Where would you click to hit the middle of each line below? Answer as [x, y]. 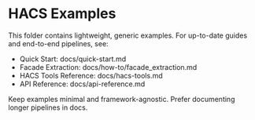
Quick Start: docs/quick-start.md [73, 59]
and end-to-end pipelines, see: [58, 43]
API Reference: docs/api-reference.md [82, 84]
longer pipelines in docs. [48, 107]
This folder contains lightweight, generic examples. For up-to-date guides [128, 35]
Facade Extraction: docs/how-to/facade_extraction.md [108, 67]
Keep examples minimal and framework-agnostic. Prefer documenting [122, 99]
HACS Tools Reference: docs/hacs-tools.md [91, 75]
